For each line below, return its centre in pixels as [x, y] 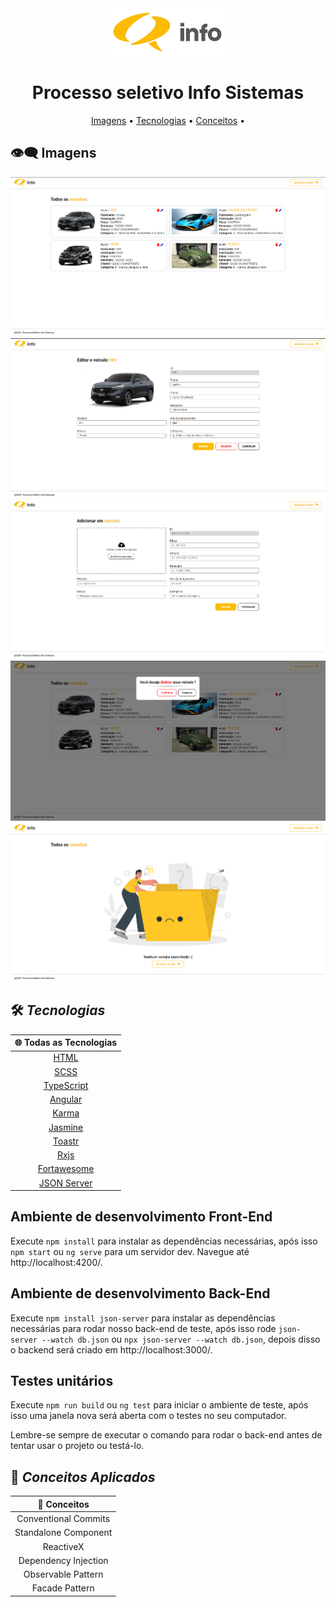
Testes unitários [62, 1381]
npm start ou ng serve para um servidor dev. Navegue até [130, 1251]
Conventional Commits [63, 1519]
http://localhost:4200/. [56, 1262]
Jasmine [66, 1127]
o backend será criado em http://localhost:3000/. [111, 1349]
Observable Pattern [63, 1574]
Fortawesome [66, 1169]
